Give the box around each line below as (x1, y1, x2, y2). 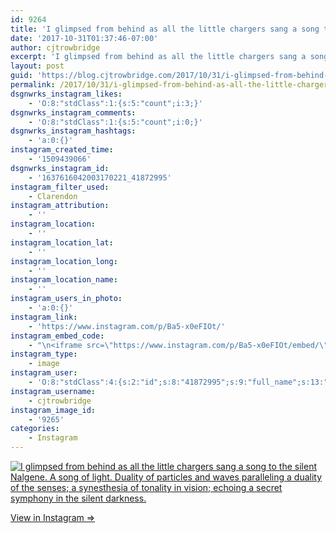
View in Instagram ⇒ (10, 512, 96, 523)
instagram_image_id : (10, 405, 97, 415)
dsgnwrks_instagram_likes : (10, 89, 123, 99)
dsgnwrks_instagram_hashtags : (10, 126, 137, 136)
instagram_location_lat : (10, 237, 114, 248)
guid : (10, 71, 33, 81)
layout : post (10, 61, 65, 71)
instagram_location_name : (10, 275, 118, 285)
